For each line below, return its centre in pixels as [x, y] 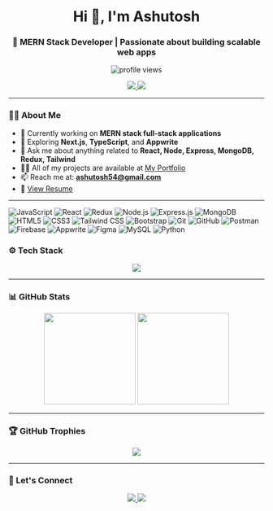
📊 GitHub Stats [39, 297]
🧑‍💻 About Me [35, 116]
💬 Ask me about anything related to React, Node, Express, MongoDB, [137, 151]
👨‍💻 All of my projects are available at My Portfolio [103, 168]
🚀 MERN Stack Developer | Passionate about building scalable [136, 42]
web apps [136, 52]
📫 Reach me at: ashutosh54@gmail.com [91, 177]
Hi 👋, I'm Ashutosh [136, 17]
